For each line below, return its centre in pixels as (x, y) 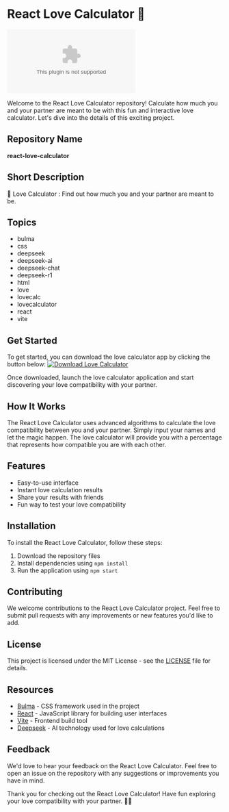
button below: (27, 364)
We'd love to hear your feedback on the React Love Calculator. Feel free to (112, 765)
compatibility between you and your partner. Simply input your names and (111, 430)
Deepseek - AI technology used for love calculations (91, 728)
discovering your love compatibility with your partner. (82, 385)
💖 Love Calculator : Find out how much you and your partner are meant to (110, 194)
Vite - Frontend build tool (52, 721)
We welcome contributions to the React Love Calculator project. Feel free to (114, 608)
